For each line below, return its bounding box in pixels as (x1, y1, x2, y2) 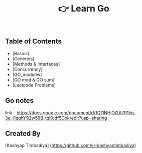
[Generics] (12, 56, 35, 62)
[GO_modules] (12, 72, 42, 77)
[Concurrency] (12, 66, 43, 72)
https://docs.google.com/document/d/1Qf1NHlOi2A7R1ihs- (16, 109, 137, 116)
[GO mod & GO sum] (12, 76, 55, 82)
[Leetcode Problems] (12, 82, 56, 88)
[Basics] (12, 50, 30, 56)
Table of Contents (5, 37, 62, 46)
